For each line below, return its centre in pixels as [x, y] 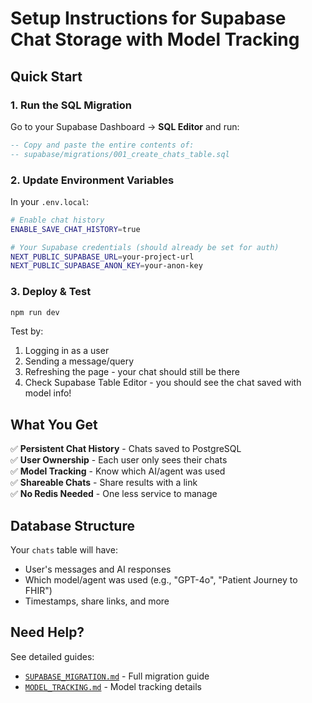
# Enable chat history [57, 220]
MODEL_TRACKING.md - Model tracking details [113, 686]
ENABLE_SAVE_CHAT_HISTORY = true [75, 229]
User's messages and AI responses [98, 569]
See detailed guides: [52, 656]
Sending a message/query [79, 361]
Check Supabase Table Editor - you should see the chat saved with [163, 383]
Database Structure [72, 525]
